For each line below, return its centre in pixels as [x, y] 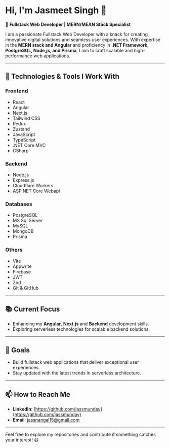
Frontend [17, 91]
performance [19, 56]
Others [14, 250]
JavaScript [24, 134]
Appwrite [22, 266]
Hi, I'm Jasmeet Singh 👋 [56, 10]
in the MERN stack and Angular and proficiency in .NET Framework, [77, 45]
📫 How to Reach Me [38, 394]
